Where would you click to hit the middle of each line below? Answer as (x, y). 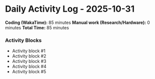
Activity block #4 (29, 66)
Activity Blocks (23, 40)
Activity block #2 (29, 56)
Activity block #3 (29, 61)
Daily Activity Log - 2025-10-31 (70, 9)
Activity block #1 (29, 51)
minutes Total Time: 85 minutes (37, 27)
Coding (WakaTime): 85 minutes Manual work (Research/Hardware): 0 (77, 22)
